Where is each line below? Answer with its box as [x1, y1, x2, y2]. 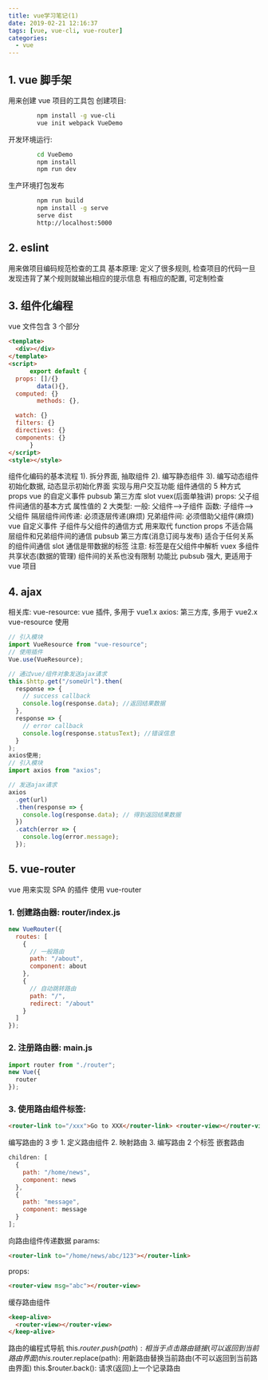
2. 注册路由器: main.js [8, 1042, 93, 1053]
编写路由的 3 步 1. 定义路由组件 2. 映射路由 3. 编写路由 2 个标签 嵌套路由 [8, 1138, 245, 1147]
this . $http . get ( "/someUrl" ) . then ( [8, 677, 124, 686]
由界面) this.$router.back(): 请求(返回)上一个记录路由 [8, 1363, 181, 1373]
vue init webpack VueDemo [37, 119, 124, 127]
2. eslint [8, 241, 49, 255]
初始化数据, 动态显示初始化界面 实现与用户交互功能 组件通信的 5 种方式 [8, 481, 242, 491]
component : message [22, 1206, 88, 1214]
